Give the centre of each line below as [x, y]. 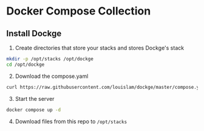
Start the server [35, 98]
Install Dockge [34, 34]
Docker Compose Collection [79, 11]
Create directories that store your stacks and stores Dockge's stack [99, 48]
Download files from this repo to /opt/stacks [71, 121]
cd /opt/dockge [25, 65]
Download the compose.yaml [52, 76]
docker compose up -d [34, 110]
